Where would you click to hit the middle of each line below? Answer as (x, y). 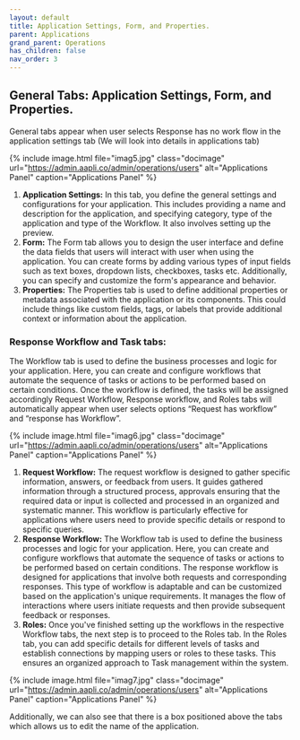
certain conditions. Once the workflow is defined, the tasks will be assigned (149, 390)
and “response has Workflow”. (65, 419)
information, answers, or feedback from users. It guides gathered (143, 482)
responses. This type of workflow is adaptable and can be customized (152, 587)
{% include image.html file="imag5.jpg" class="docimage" (117, 158)
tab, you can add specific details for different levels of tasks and (141, 644)
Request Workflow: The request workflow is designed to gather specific (156, 473)
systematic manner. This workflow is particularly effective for (135, 510)
